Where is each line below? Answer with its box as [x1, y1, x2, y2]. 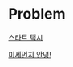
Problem [8, 5, 66, 23]
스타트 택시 [8, 32, 43, 42]
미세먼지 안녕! [8, 49, 52, 59]
